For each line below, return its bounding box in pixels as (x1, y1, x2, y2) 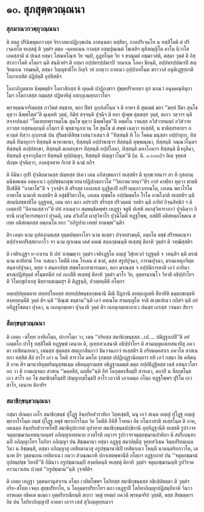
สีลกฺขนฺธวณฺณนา (6, 319, 45, 328)
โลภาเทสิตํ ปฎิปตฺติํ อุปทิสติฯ (6, 73, 62, 80)
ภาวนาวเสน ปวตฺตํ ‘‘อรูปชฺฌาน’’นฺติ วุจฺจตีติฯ (6, 466, 93, 473)
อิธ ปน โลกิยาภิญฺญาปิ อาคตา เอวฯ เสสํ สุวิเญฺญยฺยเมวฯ (6, 498, 114, 505)
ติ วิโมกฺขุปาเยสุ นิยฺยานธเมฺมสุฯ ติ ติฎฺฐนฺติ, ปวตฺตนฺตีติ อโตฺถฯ (6, 277, 125, 285)
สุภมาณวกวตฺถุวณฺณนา (6, 24, 59, 33)
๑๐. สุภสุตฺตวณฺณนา (6, 2, 85, 16)
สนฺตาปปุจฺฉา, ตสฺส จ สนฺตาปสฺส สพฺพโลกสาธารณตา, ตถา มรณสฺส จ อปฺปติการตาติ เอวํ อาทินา (6, 264, 190, 271)
